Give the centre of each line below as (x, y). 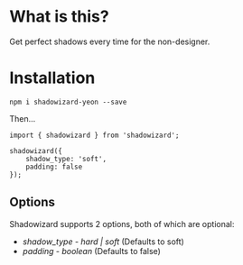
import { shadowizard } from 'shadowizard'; (94, 135)
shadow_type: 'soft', (66, 159)
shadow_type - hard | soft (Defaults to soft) (103, 242)
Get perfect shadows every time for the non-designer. (110, 41)
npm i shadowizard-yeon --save (68, 102)
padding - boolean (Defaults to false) (91, 251)
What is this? (60, 17)
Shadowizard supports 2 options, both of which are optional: (122, 224)
